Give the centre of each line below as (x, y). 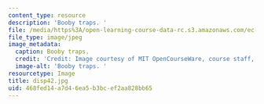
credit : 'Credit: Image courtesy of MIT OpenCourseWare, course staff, (135, 59)
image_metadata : (35, 45)
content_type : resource (47, 15)
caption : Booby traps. (52, 52)
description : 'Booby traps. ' (58, 23)
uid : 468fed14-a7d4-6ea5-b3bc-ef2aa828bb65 (81, 88)
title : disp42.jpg (38, 81)
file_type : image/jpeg (45, 37)
